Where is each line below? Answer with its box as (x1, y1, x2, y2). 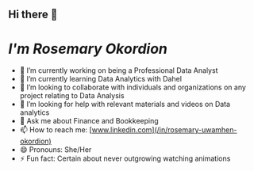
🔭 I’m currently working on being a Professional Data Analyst (19, 66, 218, 75)
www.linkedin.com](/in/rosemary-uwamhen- (91, 125, 237, 135)
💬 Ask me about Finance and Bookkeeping (19, 116, 159, 126)
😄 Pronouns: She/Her (19, 145, 92, 154)
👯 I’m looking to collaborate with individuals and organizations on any (19, 82, 246, 92)
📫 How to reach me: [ (19, 125, 93, 135)
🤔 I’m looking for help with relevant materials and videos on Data (19, 100, 231, 109)
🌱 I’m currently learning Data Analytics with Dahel (19, 74, 183, 84)
